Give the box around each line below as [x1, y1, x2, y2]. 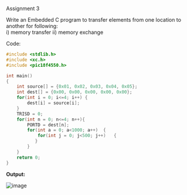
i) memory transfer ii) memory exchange [6, 29, 104, 36]
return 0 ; [16, 155, 41, 160]
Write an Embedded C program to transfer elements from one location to [6, 16, 182, 23]
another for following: [6, 23, 58, 29]
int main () [6, 73, 33, 78]
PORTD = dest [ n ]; [27, 122, 69, 128]
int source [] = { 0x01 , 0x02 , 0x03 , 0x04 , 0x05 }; [16, 84, 138, 90]
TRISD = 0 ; [16, 111, 43, 117]
